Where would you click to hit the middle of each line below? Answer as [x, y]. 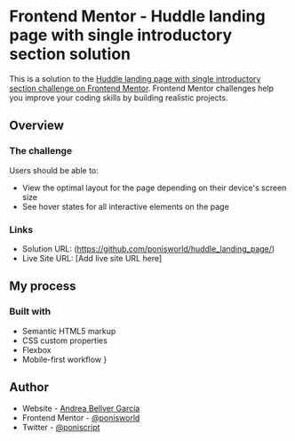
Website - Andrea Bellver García [81, 409]
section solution [70, 54]
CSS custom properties [65, 341]
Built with [30, 311]
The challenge [41, 151]
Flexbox [36, 349]
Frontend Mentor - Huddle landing [137, 16]
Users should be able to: [54, 170]
